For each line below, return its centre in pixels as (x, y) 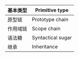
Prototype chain (50, 20)
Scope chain (46, 28)
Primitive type (52, 10)
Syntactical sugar (52, 37)
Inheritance (45, 47)
